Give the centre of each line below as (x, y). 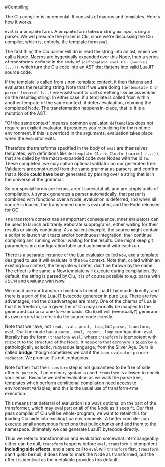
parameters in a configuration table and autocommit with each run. (73, 245)
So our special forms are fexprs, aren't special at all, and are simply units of (82, 189)
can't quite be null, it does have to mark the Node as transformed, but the (80, 454)
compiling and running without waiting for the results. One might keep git (79, 240)
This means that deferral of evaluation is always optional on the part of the (81, 403)
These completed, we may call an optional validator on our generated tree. (81, 164)
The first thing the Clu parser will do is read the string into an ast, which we (81, 51)
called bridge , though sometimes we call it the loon (57, 352)
